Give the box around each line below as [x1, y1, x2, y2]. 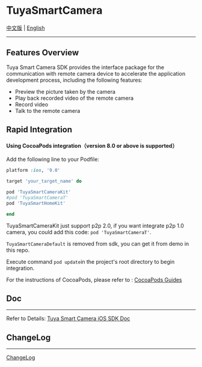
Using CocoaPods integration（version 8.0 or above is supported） [6, 142, 178, 149]
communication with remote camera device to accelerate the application [6, 70, 186, 77]
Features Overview [6, 47, 79, 58]
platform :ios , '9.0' [6, 168, 61, 174]
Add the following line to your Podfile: [6, 156, 99, 163]
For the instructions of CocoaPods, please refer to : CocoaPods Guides [6, 276, 182, 283]
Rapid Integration [6, 124, 73, 135]
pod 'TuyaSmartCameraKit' [6, 189, 71, 195]
